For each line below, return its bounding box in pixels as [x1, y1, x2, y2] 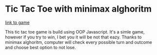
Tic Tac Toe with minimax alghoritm [5, 3, 152, 15]
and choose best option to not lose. [5, 44, 76, 50]
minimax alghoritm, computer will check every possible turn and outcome [5, 39, 152, 45]
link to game [5, 19, 30, 25]
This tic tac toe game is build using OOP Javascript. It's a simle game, [5, 29, 145, 35]
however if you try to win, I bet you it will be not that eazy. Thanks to [5, 34, 142, 40]
